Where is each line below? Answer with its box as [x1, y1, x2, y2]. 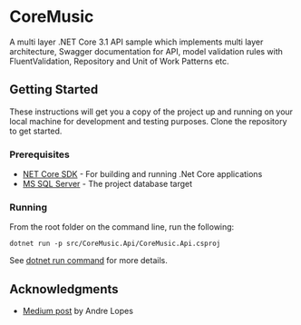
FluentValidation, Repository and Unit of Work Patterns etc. [9, 55, 229, 66]
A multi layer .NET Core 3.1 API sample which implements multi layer [9, 36, 264, 47]
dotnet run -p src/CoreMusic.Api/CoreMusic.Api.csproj [9, 239, 221, 249]
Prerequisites [9, 148, 70, 161]
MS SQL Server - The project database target [22, 179, 193, 190]
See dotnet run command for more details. [9, 255, 168, 266]
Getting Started [9, 82, 99, 97]
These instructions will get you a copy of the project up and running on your [9, 106, 293, 117]
